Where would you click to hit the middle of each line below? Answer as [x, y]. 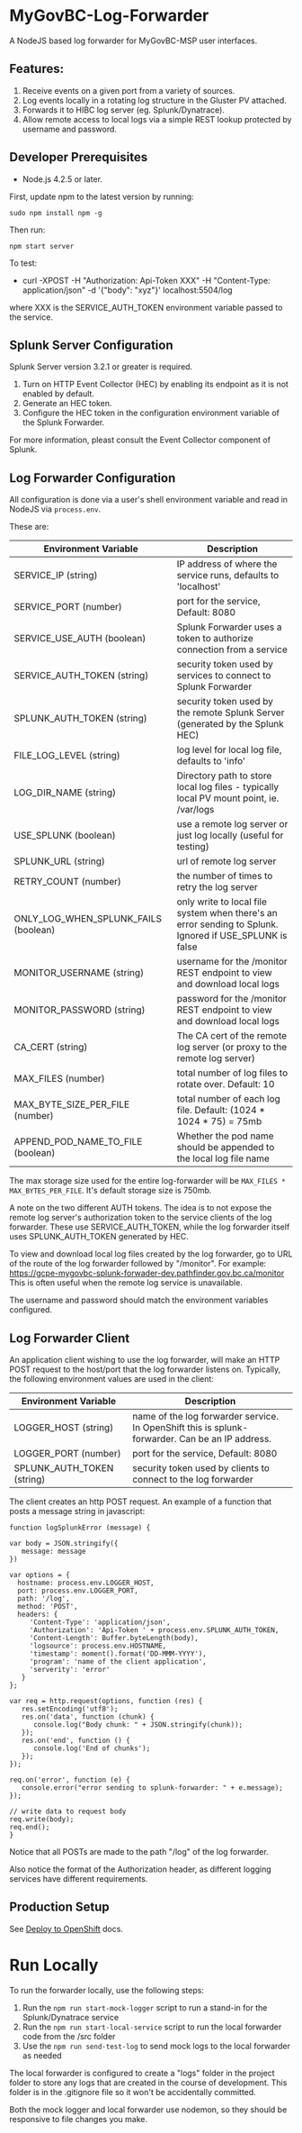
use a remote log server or [232, 824]
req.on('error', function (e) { [70, 1780]
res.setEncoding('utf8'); [70, 1709]
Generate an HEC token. [67, 404]
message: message [54, 1551]
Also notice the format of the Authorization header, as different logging [140, 1869]
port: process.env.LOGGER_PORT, [78, 1591]
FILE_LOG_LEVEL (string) [67, 756]
